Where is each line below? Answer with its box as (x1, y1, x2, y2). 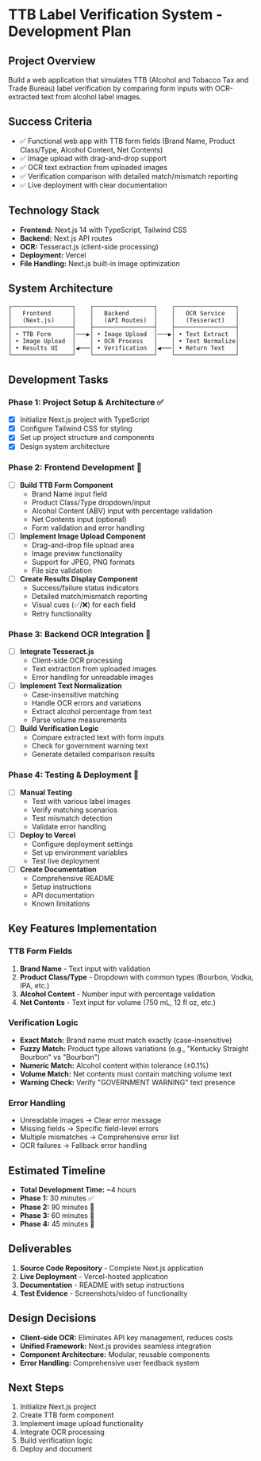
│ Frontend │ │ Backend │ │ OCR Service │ (8, 310, 240, 318)
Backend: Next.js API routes (19, 233, 113, 243)
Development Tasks (8, 373, 109, 386)
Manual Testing (19, 787, 73, 797)
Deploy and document (19, 1444, 93, 1454)
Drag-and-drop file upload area (31, 540, 135, 550)
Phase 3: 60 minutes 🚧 (19, 1210, 95, 1220)
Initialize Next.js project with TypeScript (19, 415, 150, 424)
